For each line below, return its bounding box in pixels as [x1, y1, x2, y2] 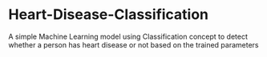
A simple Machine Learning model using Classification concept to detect [8, 32, 249, 41]
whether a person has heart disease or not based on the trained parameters [8, 40, 259, 49]
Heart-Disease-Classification [8, 6, 209, 24]
